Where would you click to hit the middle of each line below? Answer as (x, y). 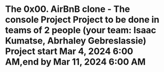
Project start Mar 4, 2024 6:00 (69, 51)
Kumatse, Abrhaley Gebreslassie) (76, 41)
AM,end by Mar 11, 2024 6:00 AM (76, 62)
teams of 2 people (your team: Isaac (81, 30)
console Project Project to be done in (82, 20)
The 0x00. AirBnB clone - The (68, 9)
